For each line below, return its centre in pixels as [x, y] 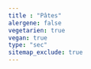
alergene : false [35, 23]
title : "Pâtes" [35, 15]
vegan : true [28, 38]
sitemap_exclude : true [45, 52]
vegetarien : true [37, 30]
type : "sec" [28, 45]
